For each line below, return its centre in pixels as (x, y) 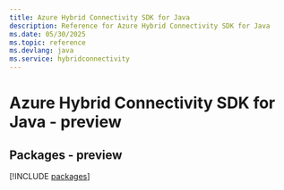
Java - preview (66, 122)
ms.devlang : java (42, 51)
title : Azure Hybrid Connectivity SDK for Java (100, 17)
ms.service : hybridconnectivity (69, 59)
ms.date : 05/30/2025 (48, 34)
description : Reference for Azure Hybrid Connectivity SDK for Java (140, 26)
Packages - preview (66, 155)
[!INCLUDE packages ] (50, 176)
